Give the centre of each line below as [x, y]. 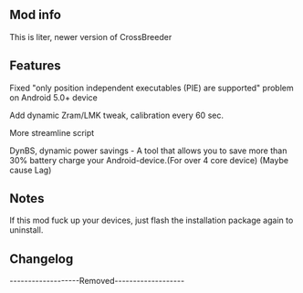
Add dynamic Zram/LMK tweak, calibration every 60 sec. [116, 115]
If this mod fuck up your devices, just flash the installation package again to [151, 220]
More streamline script [52, 132]
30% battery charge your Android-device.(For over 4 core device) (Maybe [149, 160]
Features [35, 66]
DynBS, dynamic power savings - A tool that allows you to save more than [148, 151]
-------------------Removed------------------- [97, 281]
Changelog [42, 259]
